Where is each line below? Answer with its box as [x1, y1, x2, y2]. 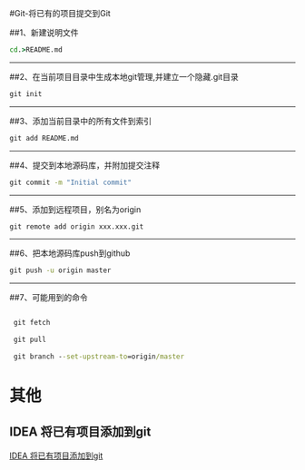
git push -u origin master [9, 266, 112, 275]
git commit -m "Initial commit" [9, 178, 132, 187]
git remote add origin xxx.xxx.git [9, 221, 144, 231]
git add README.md [9, 133, 79, 142]
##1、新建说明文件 [9, 27, 79, 38]
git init [9, 89, 43, 98]
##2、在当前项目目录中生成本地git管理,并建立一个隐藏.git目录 [9, 71, 239, 82]
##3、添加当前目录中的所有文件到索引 [9, 115, 152, 126]
